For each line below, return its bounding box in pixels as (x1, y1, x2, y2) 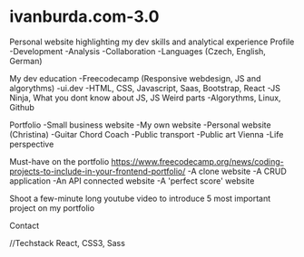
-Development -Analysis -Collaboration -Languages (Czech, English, (9, 45, 266, 56)
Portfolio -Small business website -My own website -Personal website (9, 119, 271, 130)
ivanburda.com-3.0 (9, 6, 160, 27)
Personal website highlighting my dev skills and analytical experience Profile (9, 36, 295, 47)
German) (9, 55, 43, 66)
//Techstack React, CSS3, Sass (9, 237, 125, 248)
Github (9, 101, 34, 112)
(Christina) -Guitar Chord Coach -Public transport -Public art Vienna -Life (9, 128, 284, 139)
